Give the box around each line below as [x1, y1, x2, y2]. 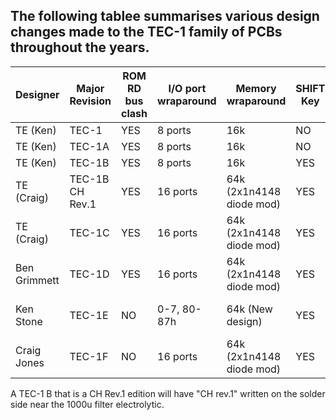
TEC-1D [69, 267, 110, 281]
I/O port [168, 81, 207, 95]
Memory [235, 81, 277, 95]
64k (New [226, 302, 273, 316]
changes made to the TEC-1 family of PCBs [10, 24, 283, 41]
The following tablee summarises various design [10, 8, 320, 25]
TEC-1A [69, 139, 110, 153]
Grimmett [15, 273, 60, 287]
